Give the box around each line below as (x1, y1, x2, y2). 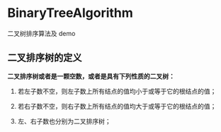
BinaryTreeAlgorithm (7, 5, 133, 21)
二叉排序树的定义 (7, 52, 82, 64)
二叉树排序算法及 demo (7, 29, 76, 37)
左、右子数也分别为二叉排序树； (17, 116, 111, 125)
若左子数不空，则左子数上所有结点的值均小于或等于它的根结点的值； (17, 87, 217, 95)
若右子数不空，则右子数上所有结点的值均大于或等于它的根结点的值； (17, 102, 217, 110)
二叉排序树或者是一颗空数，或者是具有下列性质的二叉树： (7, 72, 175, 80)
